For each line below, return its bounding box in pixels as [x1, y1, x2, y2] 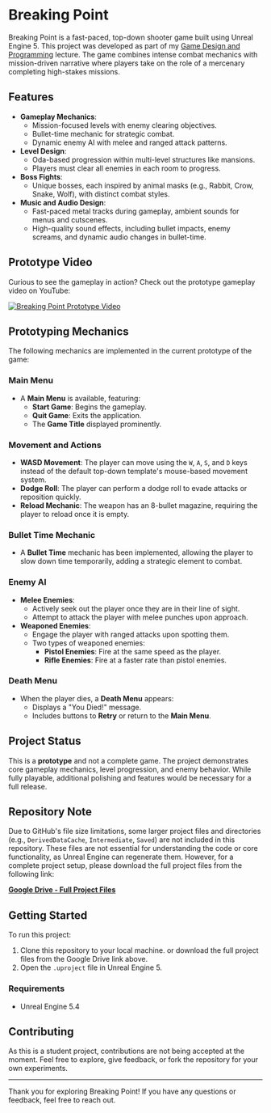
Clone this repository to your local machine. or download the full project [19, 946, 260, 955]
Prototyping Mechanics [8, 324, 129, 338]
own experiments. [8, 1064, 69, 1073]
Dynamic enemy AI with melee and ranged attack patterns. [31, 138, 227, 147]
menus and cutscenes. [31, 214, 108, 224]
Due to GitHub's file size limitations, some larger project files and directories [8, 827, 261, 836]
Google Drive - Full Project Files [8, 885, 116, 895]
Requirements [8, 983, 65, 994]
